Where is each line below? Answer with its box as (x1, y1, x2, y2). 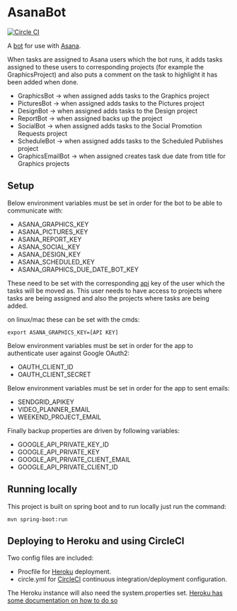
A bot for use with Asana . (7, 41, 81, 50)
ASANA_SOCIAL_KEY (17, 242, 81, 251)
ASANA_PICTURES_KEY (17, 228, 88, 236)
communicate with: (7, 206, 64, 215)
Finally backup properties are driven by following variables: (7, 426, 180, 435)
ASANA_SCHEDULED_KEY (17, 257, 96, 266)
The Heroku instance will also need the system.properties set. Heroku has (7, 589, 223, 598)
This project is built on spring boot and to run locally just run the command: (7, 502, 226, 510)
